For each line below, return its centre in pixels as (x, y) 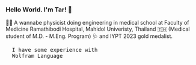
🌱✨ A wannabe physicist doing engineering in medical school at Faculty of (98, 23)
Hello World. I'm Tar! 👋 (39, 10)
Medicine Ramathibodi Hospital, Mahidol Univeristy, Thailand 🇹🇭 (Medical (98, 29)
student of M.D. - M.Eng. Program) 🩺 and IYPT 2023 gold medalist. (89, 36)
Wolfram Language (37, 56)
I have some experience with (55, 50)
